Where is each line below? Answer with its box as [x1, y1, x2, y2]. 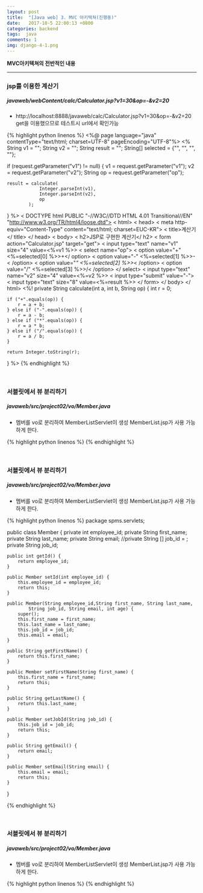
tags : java [7, 31, 37, 37]
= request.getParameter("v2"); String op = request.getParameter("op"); [7, 169, 184, 176]
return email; [17, 748, 53, 754]
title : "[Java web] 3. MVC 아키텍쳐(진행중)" [7, 14, 117, 20]
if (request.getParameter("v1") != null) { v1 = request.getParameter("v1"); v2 [7, 162, 195, 169]
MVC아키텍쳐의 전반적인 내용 [7, 60, 76, 67]
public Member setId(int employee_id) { [7, 574, 110, 580]
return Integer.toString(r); [7, 349, 80, 355]
